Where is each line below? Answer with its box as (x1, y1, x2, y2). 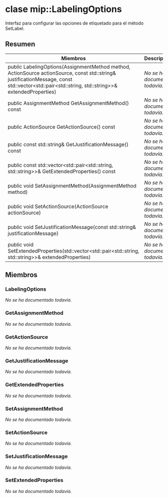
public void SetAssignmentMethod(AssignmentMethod (7, 182, 136, 189)
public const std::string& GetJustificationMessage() (7, 141, 129, 148)
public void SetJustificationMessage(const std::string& (7, 223, 136, 230)
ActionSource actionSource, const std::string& (7, 69, 116, 76)
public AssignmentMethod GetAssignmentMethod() (7, 99, 129, 106)
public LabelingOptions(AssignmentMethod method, (7, 63, 131, 70)
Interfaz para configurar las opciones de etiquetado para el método (5, 20, 144, 26)
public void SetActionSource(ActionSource (7, 203, 108, 210)
